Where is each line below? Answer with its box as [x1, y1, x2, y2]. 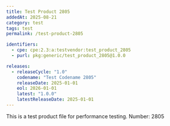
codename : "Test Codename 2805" [17, 74, 97, 80]
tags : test [6, 25, 33, 31]
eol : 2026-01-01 [17, 86, 57, 92]
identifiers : [6, 42, 39, 48]
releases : [6, 63, 31, 69]
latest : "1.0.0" [17, 91, 57, 97]
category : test [6, 20, 44, 26]
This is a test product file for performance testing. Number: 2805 [6, 112, 165, 119]
